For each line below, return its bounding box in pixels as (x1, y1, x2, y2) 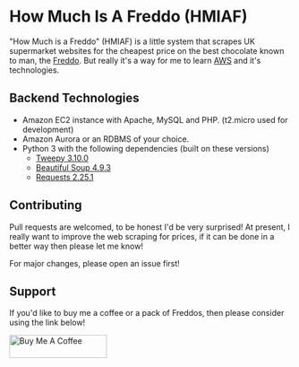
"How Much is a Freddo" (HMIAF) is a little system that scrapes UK (9, 36, 255, 47)
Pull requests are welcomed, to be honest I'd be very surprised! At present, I (9, 222, 291, 232)
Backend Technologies (9, 91, 141, 106)
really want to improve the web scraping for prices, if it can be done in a (9, 231, 275, 241)
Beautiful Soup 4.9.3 (35, 162, 112, 172)
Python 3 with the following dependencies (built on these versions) (21, 143, 270, 153)
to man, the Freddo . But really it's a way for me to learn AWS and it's (9, 55, 261, 66)
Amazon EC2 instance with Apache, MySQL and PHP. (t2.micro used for (21, 114, 288, 125)
